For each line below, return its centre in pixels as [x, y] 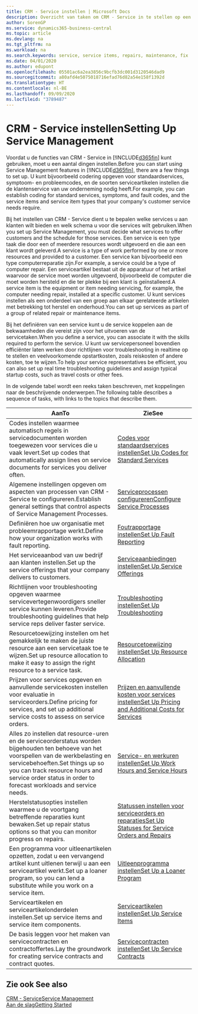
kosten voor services [146, 694]
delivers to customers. [40, 577]
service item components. [45, 924]
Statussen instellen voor [151, 806]
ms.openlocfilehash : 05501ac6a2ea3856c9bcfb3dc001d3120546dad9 [85, 72]
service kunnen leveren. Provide [53, 609]
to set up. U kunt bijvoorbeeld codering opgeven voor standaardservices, [95, 176]
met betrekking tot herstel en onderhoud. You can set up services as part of [97, 307]
